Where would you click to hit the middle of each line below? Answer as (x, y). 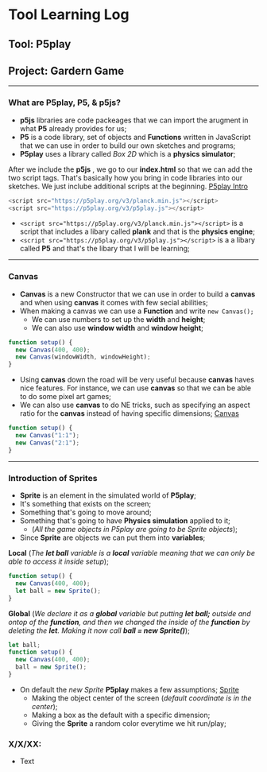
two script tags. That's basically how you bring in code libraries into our (126, 177)
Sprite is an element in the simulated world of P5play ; (108, 495)
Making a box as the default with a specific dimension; (121, 715)
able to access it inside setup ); (58, 561)
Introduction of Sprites (53, 478)
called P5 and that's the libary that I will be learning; (104, 249)
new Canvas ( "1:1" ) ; (48, 436)
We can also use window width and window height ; (118, 328)
